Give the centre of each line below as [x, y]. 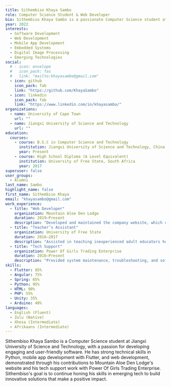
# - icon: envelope [31, 67]
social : [13, 62]
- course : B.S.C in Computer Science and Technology [72, 142]
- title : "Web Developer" [37, 209]
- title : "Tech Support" [36, 246]
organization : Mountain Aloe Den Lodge [57, 213]
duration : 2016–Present [40, 256]
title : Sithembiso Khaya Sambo [38, 10]
